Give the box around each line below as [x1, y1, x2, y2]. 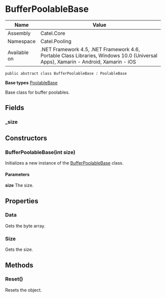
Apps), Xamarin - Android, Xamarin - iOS [40, 58, 136, 65]
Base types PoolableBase [5, 79, 58, 85]
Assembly [7, 30, 31, 37]
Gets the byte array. [5, 223, 45, 229]
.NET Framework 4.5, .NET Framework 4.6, [40, 46, 140, 53]
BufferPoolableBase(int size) [5, 149, 76, 156]
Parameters [5, 171, 30, 177]
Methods [5, 261, 34, 269]
